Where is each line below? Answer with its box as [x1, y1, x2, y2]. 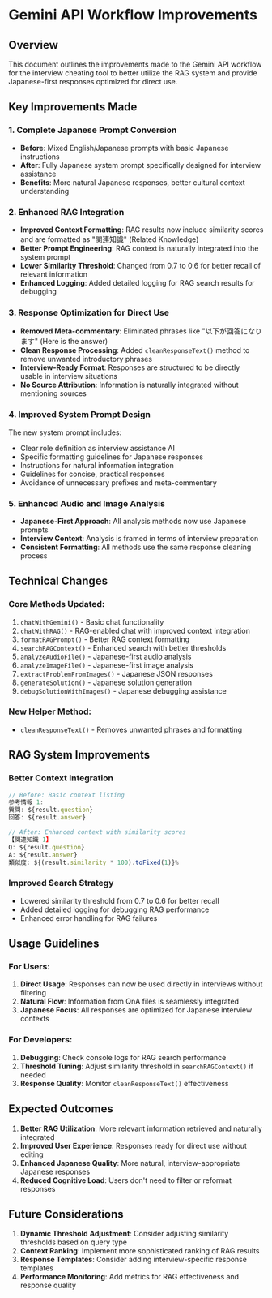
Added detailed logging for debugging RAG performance [19, 905, 210, 914]
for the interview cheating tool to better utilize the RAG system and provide [8, 68, 257, 78]
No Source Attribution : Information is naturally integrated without [19, 380, 239, 390]
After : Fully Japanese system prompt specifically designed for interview [19, 160, 261, 170]
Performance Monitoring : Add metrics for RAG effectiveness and [19, 1272, 240, 1282]
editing [19, 1150, 44, 1159]
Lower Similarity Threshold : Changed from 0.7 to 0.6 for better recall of [19, 260, 261, 270]
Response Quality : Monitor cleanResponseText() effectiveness [19, 1078, 229, 1088]
